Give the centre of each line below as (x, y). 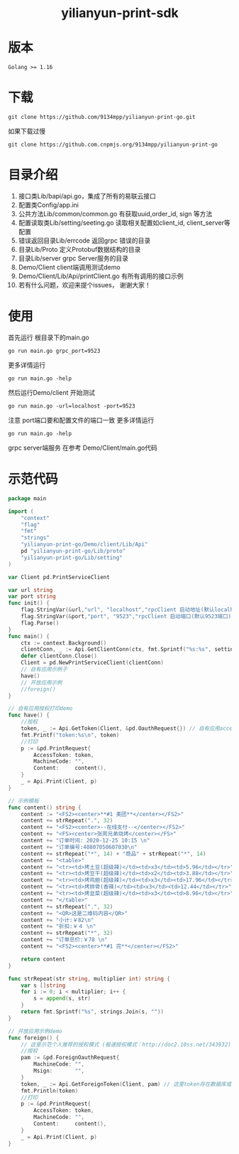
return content (43, 959)
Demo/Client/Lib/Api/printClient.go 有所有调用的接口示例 (101, 276)
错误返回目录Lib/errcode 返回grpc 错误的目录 (84, 240)
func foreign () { (34, 1038)
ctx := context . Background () (64, 643)
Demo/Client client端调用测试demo (69, 267)
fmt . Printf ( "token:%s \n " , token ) (70, 735)
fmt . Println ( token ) (50, 1091)
